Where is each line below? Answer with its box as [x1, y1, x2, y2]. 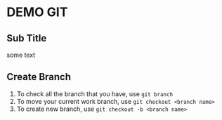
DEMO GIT [6, 4, 68, 20]
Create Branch [6, 71, 72, 83]
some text [6, 51, 36, 59]
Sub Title [6, 32, 47, 44]
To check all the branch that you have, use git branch [16, 89, 174, 98]
